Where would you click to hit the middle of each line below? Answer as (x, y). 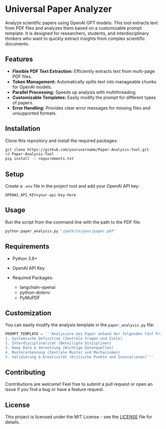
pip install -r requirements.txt (40, 159)
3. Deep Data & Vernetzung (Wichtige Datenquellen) (59, 348)
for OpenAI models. (32, 87)
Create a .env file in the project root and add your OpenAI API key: (72, 186)
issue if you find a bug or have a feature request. (55, 390)
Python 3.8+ (25, 258)
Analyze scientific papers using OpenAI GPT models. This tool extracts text (82, 23)
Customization (28, 313)
